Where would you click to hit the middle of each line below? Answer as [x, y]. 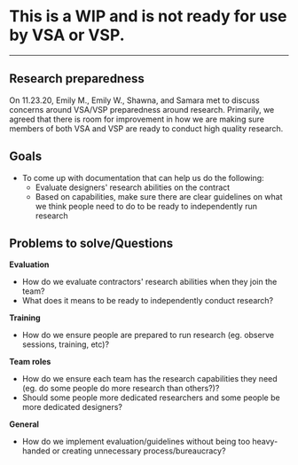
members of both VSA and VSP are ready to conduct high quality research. [146, 128]
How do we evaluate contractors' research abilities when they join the [149, 282]
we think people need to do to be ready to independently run [146, 206]
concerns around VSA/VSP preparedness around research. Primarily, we [142, 109]
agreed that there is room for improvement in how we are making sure [137, 119]
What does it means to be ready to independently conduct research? [148, 301]
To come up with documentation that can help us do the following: [143, 177]
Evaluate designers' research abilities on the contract [133, 187]
